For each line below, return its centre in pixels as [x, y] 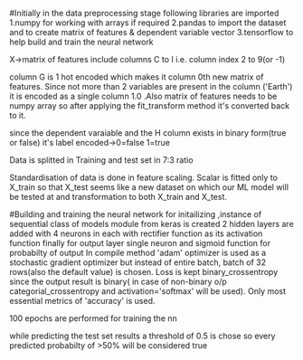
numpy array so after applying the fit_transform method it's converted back [150, 106]
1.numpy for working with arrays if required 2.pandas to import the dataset [148, 23]
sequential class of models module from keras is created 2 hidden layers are [151, 224]
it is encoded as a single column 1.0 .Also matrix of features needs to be [143, 96]
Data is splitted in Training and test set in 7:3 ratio [101, 160]
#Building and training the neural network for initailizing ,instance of [136, 214]
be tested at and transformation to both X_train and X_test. [118, 197]
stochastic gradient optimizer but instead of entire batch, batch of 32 [138, 262]
